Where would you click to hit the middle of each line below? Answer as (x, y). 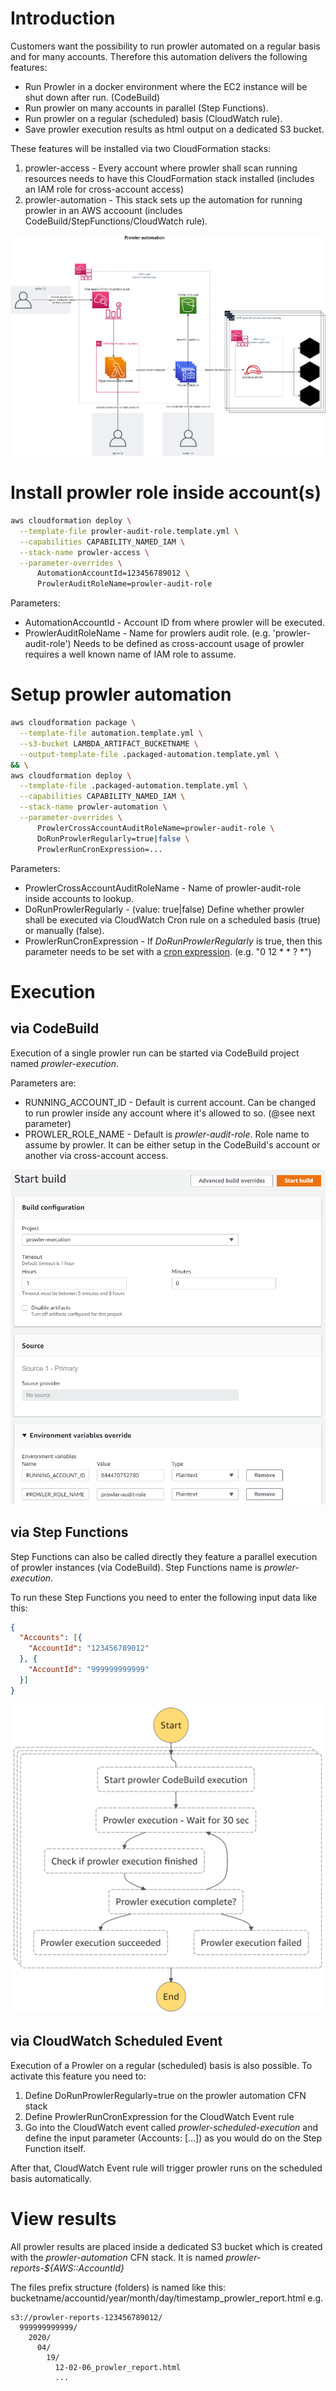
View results (63, 2218)
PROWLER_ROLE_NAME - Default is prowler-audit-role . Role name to (167, 1134)
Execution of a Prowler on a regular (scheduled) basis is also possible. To (161, 2065)
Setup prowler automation (121, 694)
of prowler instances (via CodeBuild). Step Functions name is (136, 1567)
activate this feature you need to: (78, 2076)
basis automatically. (51, 2178)
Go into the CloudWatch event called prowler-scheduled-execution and (171, 2127)
